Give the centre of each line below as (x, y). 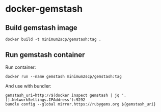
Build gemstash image (41, 28)
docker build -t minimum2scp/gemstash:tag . (53, 39)
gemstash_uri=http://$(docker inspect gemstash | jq (62, 95)
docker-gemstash (44, 9)
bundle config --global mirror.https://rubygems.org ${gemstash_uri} (81, 104)
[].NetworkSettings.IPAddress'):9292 (45, 100)
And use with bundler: (29, 86)
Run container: (21, 67)
